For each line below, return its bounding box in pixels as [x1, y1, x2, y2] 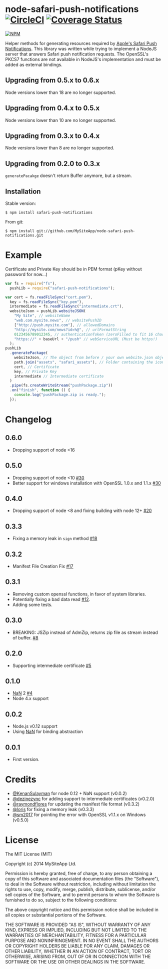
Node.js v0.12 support [12, 723, 57, 729]
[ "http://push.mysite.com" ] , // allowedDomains [14, 322, 115, 327]
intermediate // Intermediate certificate [14, 373, 104, 378]
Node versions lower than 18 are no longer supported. [5, 89, 116, 95]
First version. [12, 756, 40, 762]
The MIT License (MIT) [5, 851, 52, 857]
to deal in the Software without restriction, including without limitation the [5, 881, 156, 887]
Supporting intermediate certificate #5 [12, 662, 91, 668]
